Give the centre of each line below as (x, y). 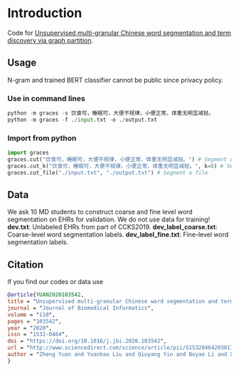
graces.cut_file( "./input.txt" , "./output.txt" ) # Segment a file (108, 172)
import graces (28, 153)
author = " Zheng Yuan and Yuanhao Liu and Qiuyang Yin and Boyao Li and (117, 355)
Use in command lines (46, 98)
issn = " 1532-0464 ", (38, 335)
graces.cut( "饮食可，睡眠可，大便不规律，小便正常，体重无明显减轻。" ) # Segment (117, 159)
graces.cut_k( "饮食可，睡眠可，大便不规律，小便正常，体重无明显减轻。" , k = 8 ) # (116, 166)
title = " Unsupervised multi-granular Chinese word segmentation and (113, 302)
